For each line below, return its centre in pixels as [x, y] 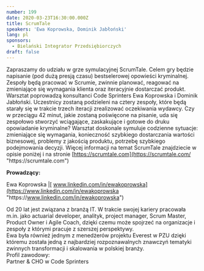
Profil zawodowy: [28, 254]
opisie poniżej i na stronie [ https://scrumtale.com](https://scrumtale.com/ [99, 154]
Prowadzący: [24, 172]
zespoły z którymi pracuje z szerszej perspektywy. [70, 229]
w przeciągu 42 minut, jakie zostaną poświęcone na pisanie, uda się [92, 115]
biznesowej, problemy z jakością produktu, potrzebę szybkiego [86, 141]
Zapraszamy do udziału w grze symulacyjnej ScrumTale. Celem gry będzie [100, 69]
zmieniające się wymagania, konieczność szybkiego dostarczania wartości [100, 134]
